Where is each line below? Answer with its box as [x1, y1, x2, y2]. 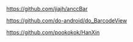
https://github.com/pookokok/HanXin [6, 29, 100, 36]
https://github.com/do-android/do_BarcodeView [6, 17, 128, 24]
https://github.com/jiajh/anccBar [6, 5, 88, 12]
